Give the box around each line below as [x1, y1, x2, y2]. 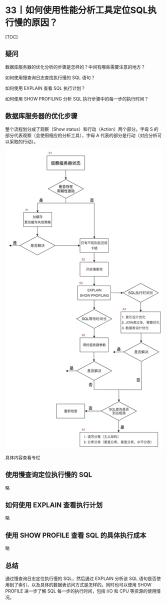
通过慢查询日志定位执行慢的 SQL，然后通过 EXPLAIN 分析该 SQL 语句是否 [5, 575, 156, 581]
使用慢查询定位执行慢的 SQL [5, 470, 92, 479]
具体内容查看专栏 [5, 454, 40, 460]
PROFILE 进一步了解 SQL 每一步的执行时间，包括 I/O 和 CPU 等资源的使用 [5, 588, 156, 594]
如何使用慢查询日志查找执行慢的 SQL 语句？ [5, 74, 95, 80]
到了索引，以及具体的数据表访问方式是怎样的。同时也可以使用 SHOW [9, 581, 151, 587]
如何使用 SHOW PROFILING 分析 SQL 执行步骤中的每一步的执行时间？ [5, 95, 149, 101]
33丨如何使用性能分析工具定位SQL [5, 4, 148, 16]
